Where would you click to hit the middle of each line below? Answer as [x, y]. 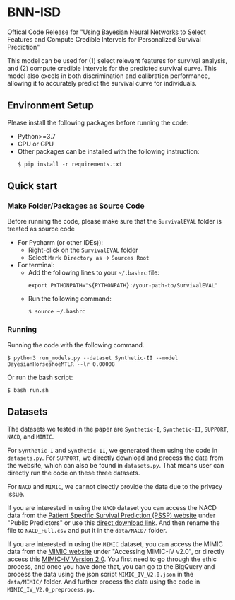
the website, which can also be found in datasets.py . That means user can [116, 465]
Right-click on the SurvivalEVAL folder [83, 250]
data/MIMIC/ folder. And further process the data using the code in [104, 582]
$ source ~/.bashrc [57, 312]
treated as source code [41, 229]
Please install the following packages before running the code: [98, 122]
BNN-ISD [34, 12]
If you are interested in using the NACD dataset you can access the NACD [112, 507]
